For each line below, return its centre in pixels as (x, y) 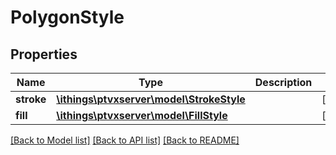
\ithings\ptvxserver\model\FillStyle (142, 115)
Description (283, 82)
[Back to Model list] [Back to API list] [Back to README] (125, 140)
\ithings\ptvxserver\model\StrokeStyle (151, 99)
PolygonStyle (67, 17)
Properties (44, 54)
